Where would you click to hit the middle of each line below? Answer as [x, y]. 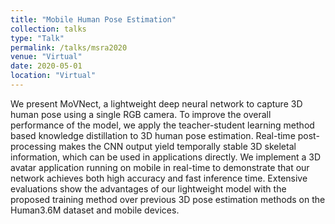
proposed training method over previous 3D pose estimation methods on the [168, 199]
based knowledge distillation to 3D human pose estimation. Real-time [153, 135]
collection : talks [48, 29]
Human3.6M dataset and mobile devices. [95, 210]
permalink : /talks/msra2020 [69, 47]
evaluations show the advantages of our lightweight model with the [148, 188]
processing [33, 146]
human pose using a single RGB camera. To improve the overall [141, 114]
